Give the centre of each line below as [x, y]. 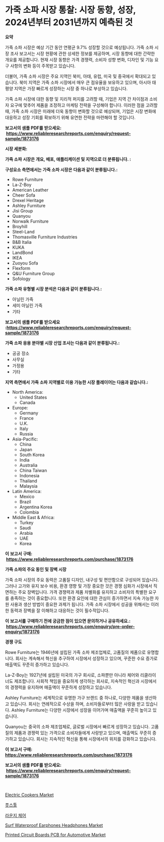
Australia [28, 465]
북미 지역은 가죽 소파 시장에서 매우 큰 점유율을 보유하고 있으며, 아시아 [85, 82]
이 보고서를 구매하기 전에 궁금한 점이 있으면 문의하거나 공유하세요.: [68, 621]
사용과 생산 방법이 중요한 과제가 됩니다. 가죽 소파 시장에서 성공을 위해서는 [80, 604]
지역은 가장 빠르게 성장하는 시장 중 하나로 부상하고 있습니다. [71, 88]
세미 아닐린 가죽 [27, 305]
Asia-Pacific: [25, 439]
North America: [27, 392]
